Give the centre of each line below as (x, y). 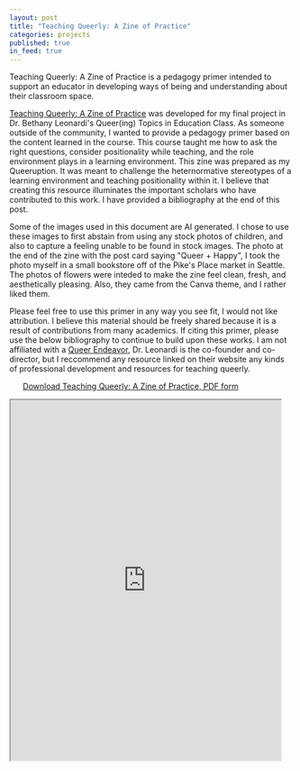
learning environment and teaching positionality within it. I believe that (139, 180)
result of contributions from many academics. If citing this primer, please (144, 331)
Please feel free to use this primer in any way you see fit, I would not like (144, 311)
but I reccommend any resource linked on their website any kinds (164, 359)
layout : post (34, 18)
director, (25, 359)
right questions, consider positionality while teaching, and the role (132, 152)
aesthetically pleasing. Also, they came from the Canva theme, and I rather (148, 284)
